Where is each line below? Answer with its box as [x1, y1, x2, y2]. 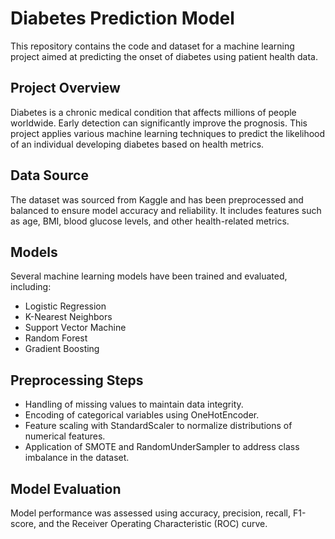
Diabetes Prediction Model [10, 7, 235, 30]
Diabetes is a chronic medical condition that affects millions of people [10, 106, 297, 118]
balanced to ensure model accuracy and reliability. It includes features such [10, 204, 322, 216]
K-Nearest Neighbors [24, 311, 113, 323]
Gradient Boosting [24, 343, 100, 355]
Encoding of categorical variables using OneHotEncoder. [24, 409, 260, 421]
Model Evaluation [10, 480, 122, 497]
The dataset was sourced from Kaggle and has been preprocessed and [10, 193, 304, 206]
